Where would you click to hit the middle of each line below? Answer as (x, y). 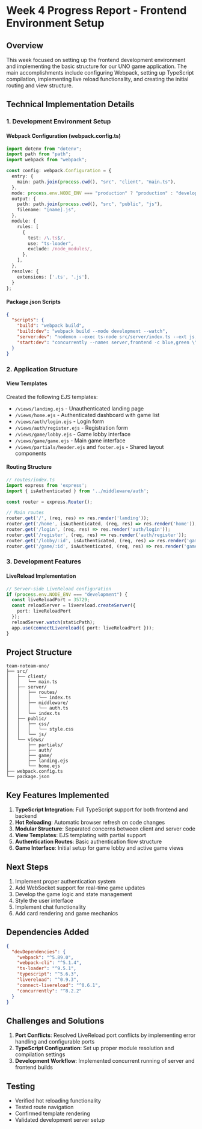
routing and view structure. (40, 85)
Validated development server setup (60, 1120)
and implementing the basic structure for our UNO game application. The (97, 66)
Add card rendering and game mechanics (66, 913)
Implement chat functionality (50, 907)
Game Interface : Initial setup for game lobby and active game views (99, 848)
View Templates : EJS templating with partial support (80, 835)
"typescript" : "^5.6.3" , (48, 974)
